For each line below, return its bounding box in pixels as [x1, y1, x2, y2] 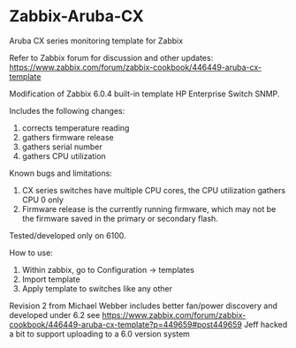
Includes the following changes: [9, 105, 125, 116]
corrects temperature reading [21, 122, 130, 133]
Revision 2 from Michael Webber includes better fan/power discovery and [9, 300, 278, 311]
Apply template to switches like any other [21, 283, 172, 293]
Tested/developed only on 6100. [9, 230, 126, 240]
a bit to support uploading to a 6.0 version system [9, 329, 190, 339]
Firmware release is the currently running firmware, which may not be [21, 203, 277, 214]
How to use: [9, 247, 53, 258]
